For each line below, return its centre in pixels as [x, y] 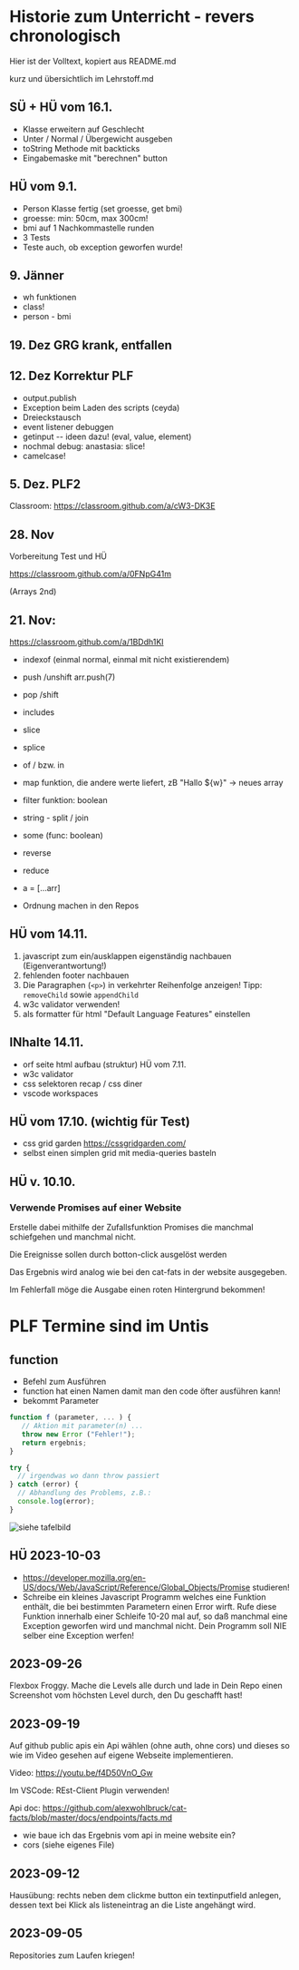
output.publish [49, 397]
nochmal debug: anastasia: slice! [84, 446]
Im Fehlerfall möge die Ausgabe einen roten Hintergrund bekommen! [137, 1289]
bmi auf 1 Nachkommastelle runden [88, 228]
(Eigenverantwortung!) [64, 965]
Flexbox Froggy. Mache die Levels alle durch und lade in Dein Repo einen [146, 1686]
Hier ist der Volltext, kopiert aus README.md [93, 61]
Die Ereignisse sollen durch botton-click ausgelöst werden [118, 1255]
